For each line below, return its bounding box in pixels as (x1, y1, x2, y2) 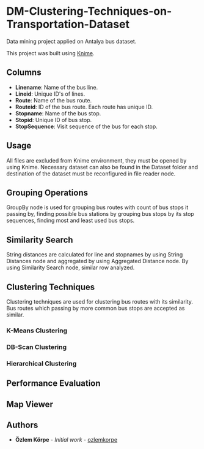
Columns (6, 67, 42, 78)
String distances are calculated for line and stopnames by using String (6, 251, 183, 258)
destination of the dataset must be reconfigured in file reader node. (6, 170, 176, 177)
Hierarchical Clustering (6, 359, 77, 367)
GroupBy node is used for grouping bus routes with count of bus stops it (6, 204, 189, 211)
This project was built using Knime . (6, 49, 95, 56)
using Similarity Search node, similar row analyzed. (6, 264, 135, 271)
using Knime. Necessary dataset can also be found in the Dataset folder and (6, 163, 199, 171)
